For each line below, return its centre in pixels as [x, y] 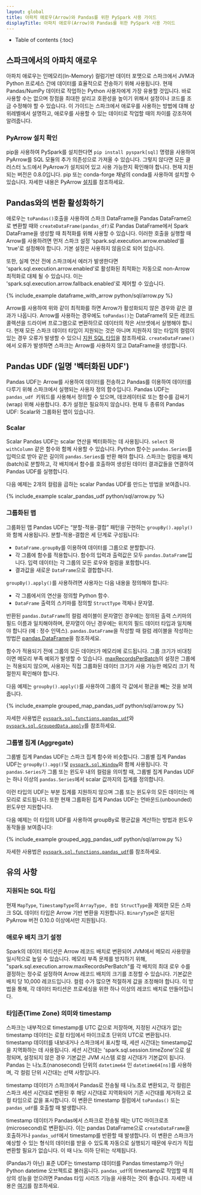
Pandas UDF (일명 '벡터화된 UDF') [68, 366]
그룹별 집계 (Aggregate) [40, 743]
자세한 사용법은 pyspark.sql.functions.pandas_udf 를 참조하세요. [84, 852]
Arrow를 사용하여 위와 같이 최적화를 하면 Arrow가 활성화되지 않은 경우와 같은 [96, 308]
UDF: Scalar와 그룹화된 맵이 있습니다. [50, 412]
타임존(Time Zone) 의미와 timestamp [59, 1013]
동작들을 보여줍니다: [29, 827]
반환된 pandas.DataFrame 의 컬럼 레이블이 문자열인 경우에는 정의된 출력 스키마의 [99, 615]
